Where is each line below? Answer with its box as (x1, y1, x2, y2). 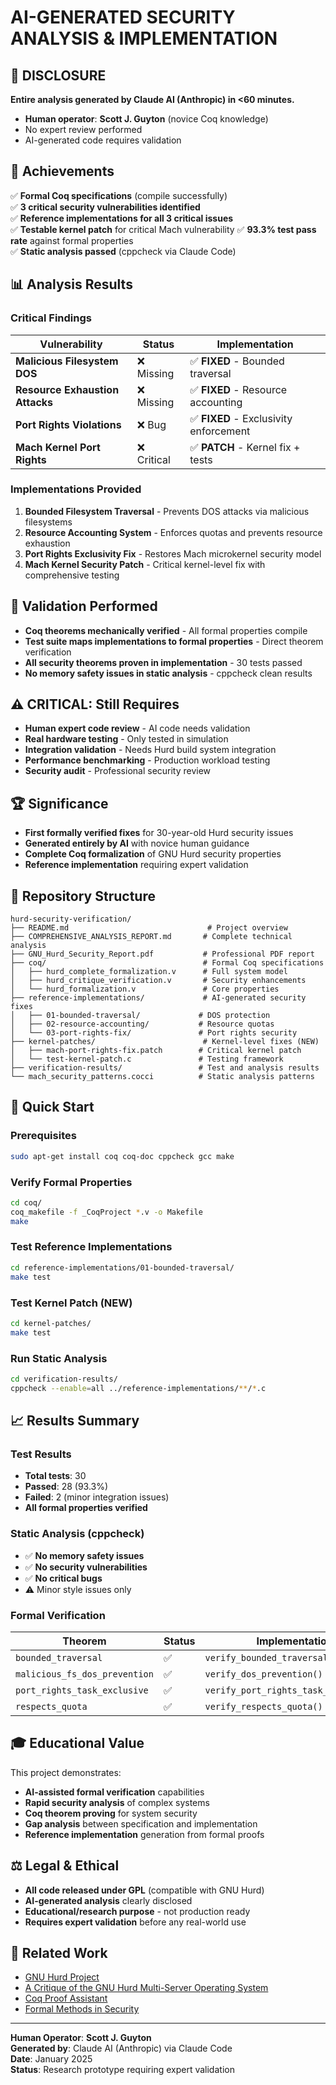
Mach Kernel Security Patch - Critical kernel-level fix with (24, 558, 266, 570)
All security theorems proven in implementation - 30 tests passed (24, 656, 303, 668)
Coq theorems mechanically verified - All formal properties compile (24, 624, 308, 636)
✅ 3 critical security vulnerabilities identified (10, 201, 201, 213)
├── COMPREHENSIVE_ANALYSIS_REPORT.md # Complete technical (10, 932, 293, 942)
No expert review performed (24, 124, 143, 135)
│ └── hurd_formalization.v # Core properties (10, 984, 280, 995)
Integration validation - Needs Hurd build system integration (24, 744, 277, 756)
